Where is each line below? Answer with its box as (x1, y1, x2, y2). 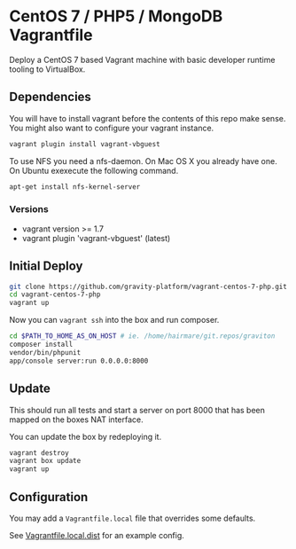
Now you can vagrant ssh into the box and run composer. (9, 315, 220, 325)
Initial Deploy (9, 259, 83, 274)
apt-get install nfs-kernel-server (9, 182, 141, 192)
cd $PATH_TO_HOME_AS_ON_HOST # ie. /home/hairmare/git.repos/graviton (9, 332, 276, 341)
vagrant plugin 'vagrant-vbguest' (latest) (21, 232, 171, 243)
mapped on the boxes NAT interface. (9, 414, 144, 425)
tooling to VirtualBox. (9, 64, 86, 75)
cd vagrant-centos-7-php (9, 290, 101, 299)
